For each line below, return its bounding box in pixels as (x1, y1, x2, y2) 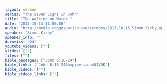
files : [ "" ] (5, 53, 30, 58)
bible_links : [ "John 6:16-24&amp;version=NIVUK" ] (5, 62, 110, 67)
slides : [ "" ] (5, 48, 32, 53)
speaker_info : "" (5, 35, 41, 40)
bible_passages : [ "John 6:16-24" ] (5, 58, 77, 63)
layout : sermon (5, 7, 37, 12)
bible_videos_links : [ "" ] (5, 72, 59, 77)
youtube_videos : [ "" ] (5, 44, 50, 49)
